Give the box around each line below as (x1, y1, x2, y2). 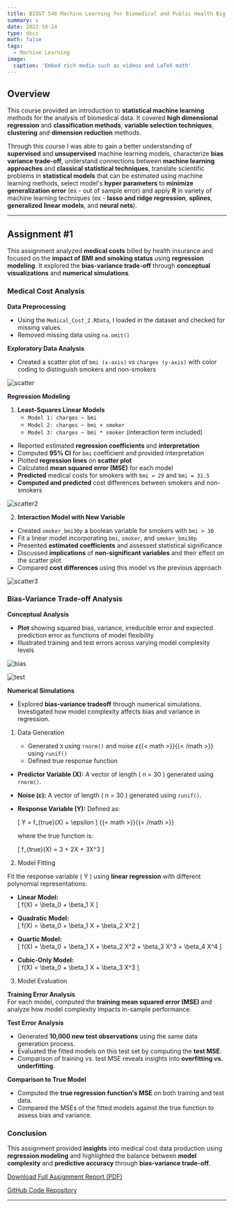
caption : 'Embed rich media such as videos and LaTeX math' (13, 62, 192, 69)
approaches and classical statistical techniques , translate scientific (7, 165, 205, 173)
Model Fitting (17, 859, 56, 867)
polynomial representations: (7, 879, 88, 888)
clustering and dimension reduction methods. (7, 128, 141, 137)
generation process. (17, 1039, 75, 1048)
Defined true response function (27, 756, 118, 764)
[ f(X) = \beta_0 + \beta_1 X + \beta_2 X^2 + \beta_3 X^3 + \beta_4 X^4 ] (17, 942, 222, 951)
